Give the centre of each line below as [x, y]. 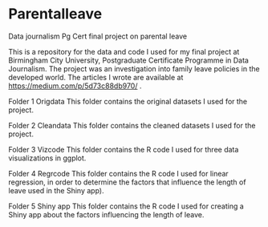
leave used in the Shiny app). [56, 190]
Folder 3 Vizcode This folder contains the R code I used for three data [124, 149]
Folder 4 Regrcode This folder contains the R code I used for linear [118, 173]
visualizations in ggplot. [47, 158]
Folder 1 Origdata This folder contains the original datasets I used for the [128, 101]
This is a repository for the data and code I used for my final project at [124, 51]
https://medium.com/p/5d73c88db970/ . [75, 86]
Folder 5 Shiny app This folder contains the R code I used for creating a [126, 206]
